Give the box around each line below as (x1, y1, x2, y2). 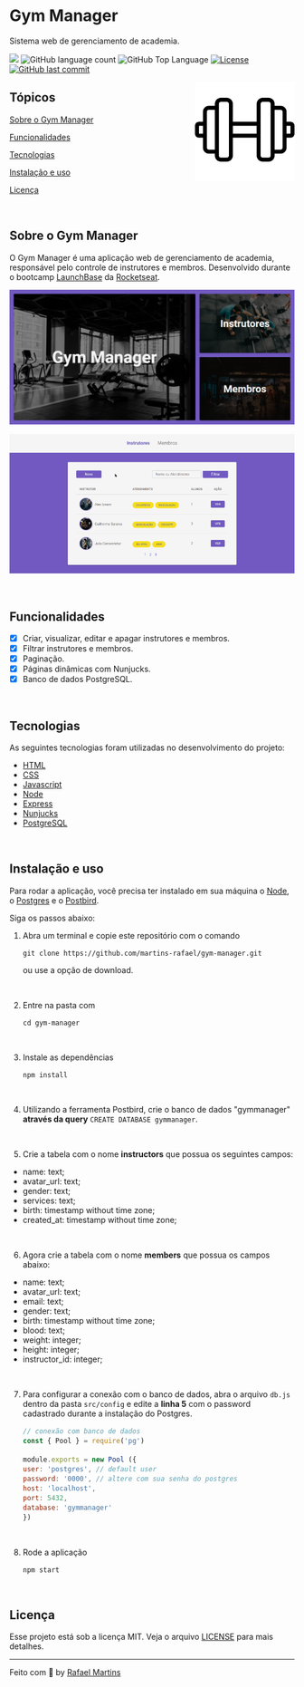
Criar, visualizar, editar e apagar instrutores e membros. (22, 632, 231, 643)
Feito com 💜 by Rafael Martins (9, 1667, 121, 1678)
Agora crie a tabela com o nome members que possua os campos (22, 1249, 271, 1260)
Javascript (22, 779, 62, 790)
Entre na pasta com (22, 999, 96, 1010)
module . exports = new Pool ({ (22, 1455, 138, 1464)
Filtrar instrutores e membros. (22, 642, 134, 653)
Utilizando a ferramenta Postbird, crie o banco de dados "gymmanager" (22, 1104, 291, 1114)
